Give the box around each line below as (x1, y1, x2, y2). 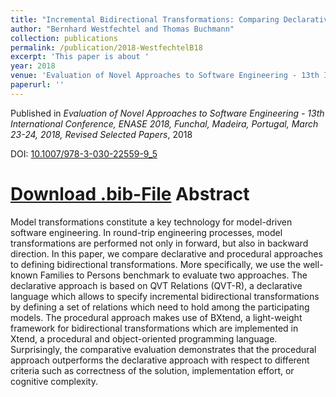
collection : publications (10, 33, 118, 43)
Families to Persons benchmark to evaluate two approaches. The (39, 269, 308, 281)
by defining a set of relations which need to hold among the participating (10, 301, 310, 313)
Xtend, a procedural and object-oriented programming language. (10, 332, 278, 345)
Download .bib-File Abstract (10, 182, 250, 205)
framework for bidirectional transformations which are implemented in (10, 322, 299, 334)
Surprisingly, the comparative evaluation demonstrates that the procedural (10, 343, 317, 355)
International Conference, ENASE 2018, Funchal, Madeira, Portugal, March (10, 117, 319, 130)
